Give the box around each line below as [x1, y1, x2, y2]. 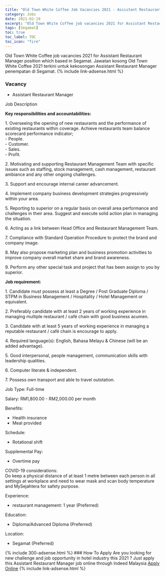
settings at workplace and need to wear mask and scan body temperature [5, 478, 155, 484]
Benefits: [5, 406, 24, 411]
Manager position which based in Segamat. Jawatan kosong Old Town [5, 57, 148, 64]
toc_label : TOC [5, 35, 36, 40]
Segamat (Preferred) [12, 541, 54, 547]
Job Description [5, 101, 38, 107]
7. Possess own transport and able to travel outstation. [5, 377, 115, 383]
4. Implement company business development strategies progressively [5, 191, 148, 196]
